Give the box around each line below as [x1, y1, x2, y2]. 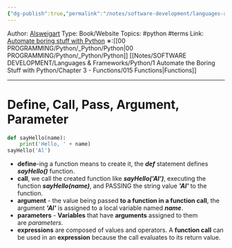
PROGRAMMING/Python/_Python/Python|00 [7, 44, 133, 52]
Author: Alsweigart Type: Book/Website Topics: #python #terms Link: [7, 29, 204, 37]
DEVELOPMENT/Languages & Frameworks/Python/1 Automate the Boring [7, 58, 215, 67]
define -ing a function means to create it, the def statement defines [17, 160, 209, 168]
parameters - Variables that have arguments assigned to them [17, 211, 198, 220]
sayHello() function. [17, 167, 75, 175]
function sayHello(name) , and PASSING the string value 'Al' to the [17, 181, 207, 191]
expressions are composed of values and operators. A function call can [17, 226, 224, 234]
